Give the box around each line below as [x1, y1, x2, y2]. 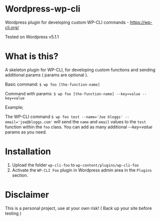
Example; [5, 104, 24, 110]
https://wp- [130, 19, 153, 25]
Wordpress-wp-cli [5, 3, 81, 15]
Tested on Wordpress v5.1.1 [5, 34, 59, 40]
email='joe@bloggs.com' [5, 119, 53, 124]
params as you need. [5, 129, 47, 135]
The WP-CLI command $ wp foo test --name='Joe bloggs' [5, 114, 123, 119]
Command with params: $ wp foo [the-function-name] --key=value [5, 90, 141, 96]
